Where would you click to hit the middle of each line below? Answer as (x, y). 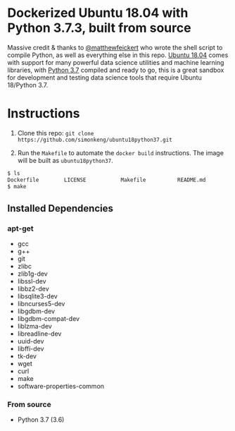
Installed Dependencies (61, 208)
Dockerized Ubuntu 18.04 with (98, 13)
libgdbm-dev (36, 311)
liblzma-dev (35, 327)
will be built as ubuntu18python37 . (65, 160)
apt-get (20, 229)
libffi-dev (31, 349)
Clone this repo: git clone (56, 133)
